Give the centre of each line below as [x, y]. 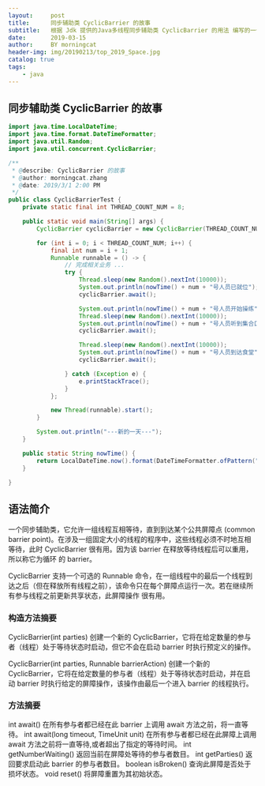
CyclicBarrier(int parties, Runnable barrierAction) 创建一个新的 [109, 664]
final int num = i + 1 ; [89, 250]
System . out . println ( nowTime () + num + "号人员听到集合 [166, 323]
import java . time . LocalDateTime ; [63, 127]
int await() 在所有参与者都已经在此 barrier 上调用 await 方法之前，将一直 [125, 724]
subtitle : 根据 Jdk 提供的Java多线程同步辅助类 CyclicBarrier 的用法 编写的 [129, 30]
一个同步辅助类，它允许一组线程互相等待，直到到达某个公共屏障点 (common [132, 529]
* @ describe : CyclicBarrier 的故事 [68, 171]
